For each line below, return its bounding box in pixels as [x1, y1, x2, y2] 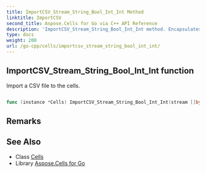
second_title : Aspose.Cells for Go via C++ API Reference [6, 20, 158, 26]
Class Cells [15, 153, 44, 160]
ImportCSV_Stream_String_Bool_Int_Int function [6, 65, 194, 76]
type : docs [6, 32, 34, 38]
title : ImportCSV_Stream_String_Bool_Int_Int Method [6, 9, 144, 15]
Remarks [6, 116, 42, 126]
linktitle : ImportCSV [6, 15, 62, 21]
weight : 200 [6, 37, 37, 43]
